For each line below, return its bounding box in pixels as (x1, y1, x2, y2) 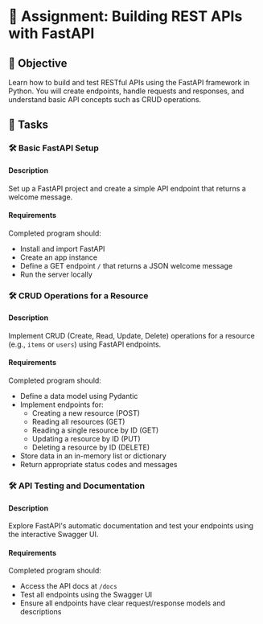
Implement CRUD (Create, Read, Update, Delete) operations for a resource (8, 330, 255, 340)
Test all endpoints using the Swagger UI (19, 590, 153, 600)
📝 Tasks (8, 118, 49, 132)
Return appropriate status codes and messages (19, 460, 178, 470)
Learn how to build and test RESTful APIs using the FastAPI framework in (8, 78, 250, 87)
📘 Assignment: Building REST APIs (8, 7, 243, 26)
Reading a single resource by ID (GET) (31, 425, 159, 435)
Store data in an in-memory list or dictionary (19, 451, 166, 461)
